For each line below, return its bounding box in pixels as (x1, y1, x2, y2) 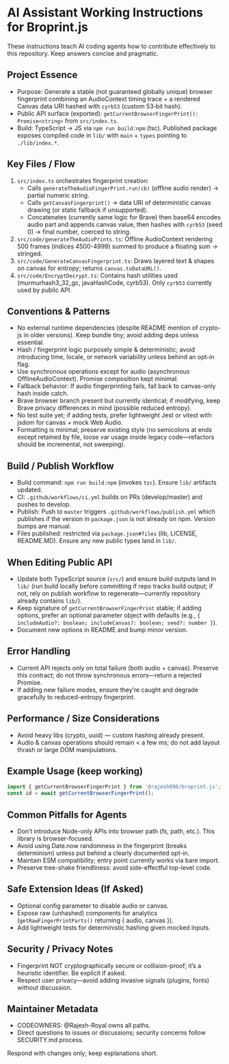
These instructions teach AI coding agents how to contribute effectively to (7, 42, 216, 50)
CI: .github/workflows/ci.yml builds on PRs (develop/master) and (16, 493, 203, 501)
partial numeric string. (27, 191, 90, 199)
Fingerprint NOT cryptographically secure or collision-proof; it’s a (16, 961, 202, 969)
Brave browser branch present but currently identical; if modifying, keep (16, 396, 221, 405)
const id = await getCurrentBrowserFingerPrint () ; (7, 790, 154, 797)
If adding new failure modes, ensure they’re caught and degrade (16, 686, 199, 694)
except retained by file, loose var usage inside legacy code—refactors (16, 433, 215, 442)
